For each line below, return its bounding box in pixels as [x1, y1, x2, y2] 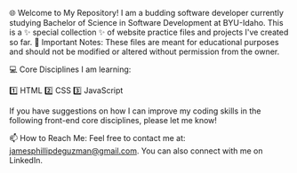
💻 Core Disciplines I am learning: [9, 64, 132, 75]
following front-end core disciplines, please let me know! [9, 115, 218, 125]
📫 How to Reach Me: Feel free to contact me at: [9, 133, 186, 143]
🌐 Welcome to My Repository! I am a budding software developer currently [9, 8, 285, 18]
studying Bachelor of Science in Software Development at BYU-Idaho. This [9, 18, 284, 28]
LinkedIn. [9, 155, 43, 165]
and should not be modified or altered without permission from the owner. [9, 46, 280, 57]
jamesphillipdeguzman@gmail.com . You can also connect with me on [9, 145, 263, 156]
